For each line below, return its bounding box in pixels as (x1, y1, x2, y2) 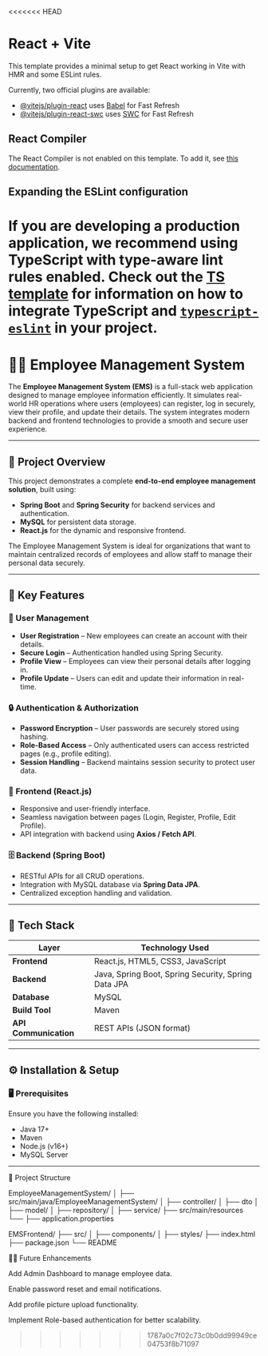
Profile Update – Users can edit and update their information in (19, 673, 227, 682)
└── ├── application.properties (8, 1214, 114, 1223)
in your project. (54, 319, 158, 337)
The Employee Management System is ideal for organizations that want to (8, 541, 251, 551)
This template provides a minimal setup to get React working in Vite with (8, 61, 246, 70)
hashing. (19, 732, 49, 742)
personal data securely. (8, 559, 85, 568)
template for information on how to (8, 285, 244, 303)
